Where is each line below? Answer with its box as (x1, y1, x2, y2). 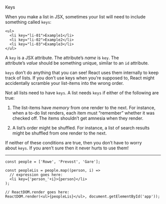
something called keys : (5, 19, 52, 25)
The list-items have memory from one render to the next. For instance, (12, 105, 156, 111)
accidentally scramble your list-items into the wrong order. (5, 80, 124, 86)
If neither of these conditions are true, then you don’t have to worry (5, 140, 142, 145)
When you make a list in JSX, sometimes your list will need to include (5, 14, 146, 19)
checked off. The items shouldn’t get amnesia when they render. (12, 115, 144, 121)
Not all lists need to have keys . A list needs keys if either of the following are (5, 90, 159, 96)
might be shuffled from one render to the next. (12, 130, 107, 136)
